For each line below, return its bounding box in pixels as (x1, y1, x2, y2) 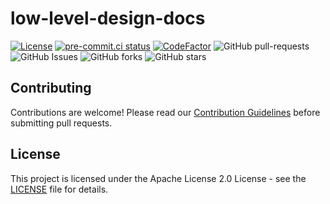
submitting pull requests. (10, 117, 113, 129)
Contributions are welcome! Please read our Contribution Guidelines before (10, 106, 321, 118)
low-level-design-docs (10, 7, 206, 30)
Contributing (10, 80, 92, 97)
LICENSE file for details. (10, 183, 109, 195)
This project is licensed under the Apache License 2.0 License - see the (10, 172, 307, 184)
